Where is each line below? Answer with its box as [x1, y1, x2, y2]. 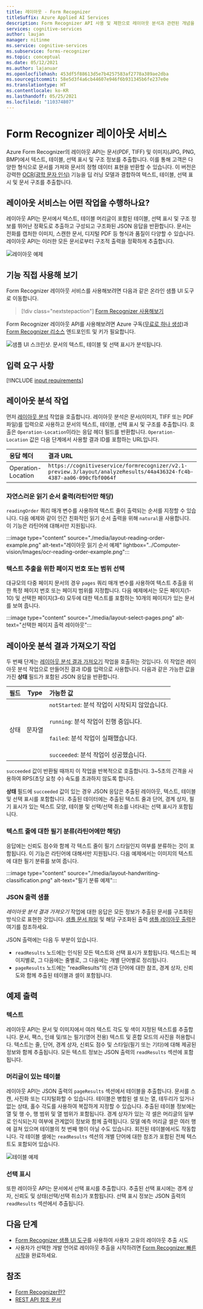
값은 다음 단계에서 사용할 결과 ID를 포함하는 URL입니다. [29, 435, 159, 443]
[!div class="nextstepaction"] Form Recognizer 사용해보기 [21, 308, 164, 315]
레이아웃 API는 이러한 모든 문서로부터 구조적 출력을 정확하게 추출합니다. [6, 237, 175, 245]
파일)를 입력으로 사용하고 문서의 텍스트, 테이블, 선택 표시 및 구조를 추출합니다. [6, 420, 188, 427]
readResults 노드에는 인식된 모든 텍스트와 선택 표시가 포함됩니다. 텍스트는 [14, 949, 190, 956]
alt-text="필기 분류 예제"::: [54, 876, 118, 884]
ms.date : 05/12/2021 [6, 59, 59, 65]
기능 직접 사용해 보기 [6, 270, 78, 280]
